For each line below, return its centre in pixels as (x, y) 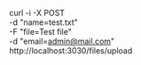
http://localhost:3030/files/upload (71, 51)
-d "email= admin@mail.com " (62, 41)
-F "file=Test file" (41, 32)
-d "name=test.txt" (43, 22)
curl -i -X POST (37, 13)
